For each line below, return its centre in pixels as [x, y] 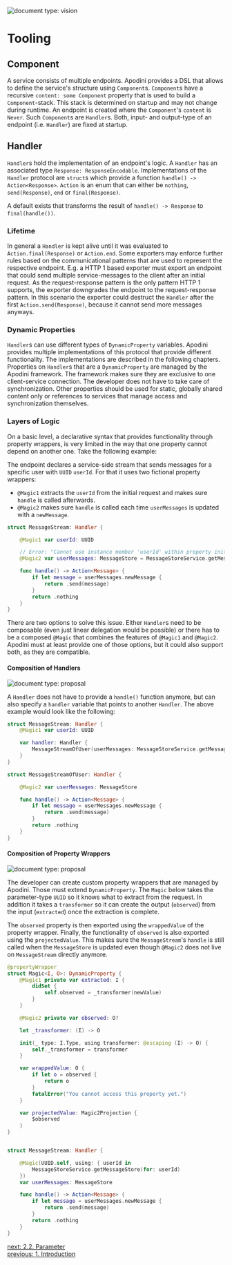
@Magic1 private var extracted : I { [72, 980]
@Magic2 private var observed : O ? [69, 1018]
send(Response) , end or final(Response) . [64, 192]
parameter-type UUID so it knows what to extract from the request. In [105, 897]
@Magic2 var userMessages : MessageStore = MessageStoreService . [114, 559]
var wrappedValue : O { [52, 1068]
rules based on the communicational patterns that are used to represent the [115, 261]
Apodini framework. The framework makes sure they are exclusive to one [112, 374]
